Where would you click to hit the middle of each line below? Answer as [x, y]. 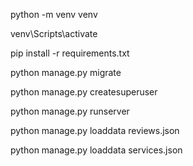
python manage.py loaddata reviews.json [95, 130]
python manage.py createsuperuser [84, 92]
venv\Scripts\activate [54, 33]
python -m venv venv [54, 14]
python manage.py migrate [66, 72]
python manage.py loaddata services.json [96, 150]
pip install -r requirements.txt [70, 53]
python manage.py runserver [70, 111]
